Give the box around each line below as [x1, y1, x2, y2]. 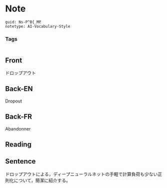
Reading [5, 140, 31, 149]
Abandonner [5, 125, 31, 131]
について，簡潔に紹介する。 [13, 177, 71, 183]
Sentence [5, 157, 36, 165]
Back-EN [5, 84, 33, 93]
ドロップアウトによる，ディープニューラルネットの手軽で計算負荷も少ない [5, 171, 158, 177]
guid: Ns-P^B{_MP [5, 19, 41, 24]
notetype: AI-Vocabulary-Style [5, 23, 70, 29]
